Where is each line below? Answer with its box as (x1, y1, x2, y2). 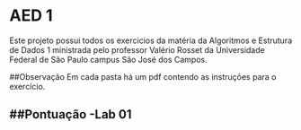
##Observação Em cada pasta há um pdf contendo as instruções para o (9, 71, 277, 82)
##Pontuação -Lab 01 (9, 107, 132, 122)
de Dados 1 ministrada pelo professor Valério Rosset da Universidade (9, 44, 265, 55)
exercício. (9, 81, 46, 91)
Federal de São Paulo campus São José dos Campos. (9, 54, 208, 65)
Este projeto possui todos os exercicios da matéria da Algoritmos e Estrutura (9, 35, 293, 46)
